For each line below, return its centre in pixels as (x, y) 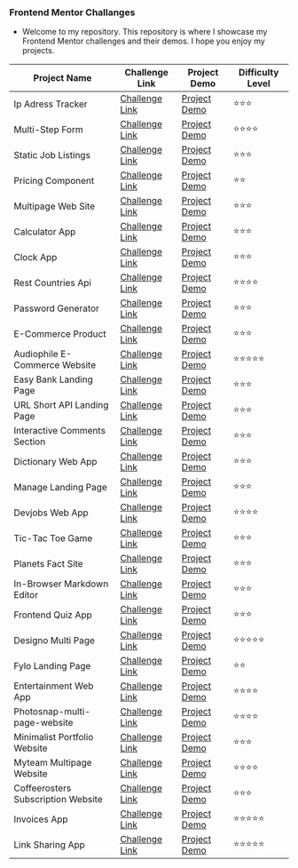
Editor (26, 595)
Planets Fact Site (48, 564)
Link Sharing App (50, 845)
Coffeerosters (43, 788)
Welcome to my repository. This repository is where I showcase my (145, 32)
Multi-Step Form (48, 130)
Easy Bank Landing (53, 379)
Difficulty (259, 73)
